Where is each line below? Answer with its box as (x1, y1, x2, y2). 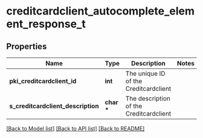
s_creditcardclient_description (9, 102, 99, 110)
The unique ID (125, 70, 166, 77)
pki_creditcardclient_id (9, 77, 77, 85)
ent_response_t (6, 17, 86, 31)
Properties (6, 41, 47, 51)
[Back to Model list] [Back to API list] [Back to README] (6, 125, 145, 132)
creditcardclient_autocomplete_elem (6, 4, 195, 18)
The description (125, 94, 170, 102)
